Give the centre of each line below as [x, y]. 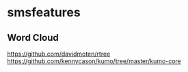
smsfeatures [44, 13]
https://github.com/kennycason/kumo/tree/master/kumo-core [94, 61]
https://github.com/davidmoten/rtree [59, 54]
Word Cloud [33, 38]
